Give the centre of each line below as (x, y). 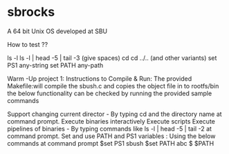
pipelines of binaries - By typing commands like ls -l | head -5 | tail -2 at (110, 128)
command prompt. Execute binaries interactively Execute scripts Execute (111, 121)
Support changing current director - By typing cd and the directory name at (115, 114)
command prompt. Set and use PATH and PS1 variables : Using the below (111, 136)
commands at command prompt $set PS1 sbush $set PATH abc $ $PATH (111, 143)
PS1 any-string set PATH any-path (55, 65)
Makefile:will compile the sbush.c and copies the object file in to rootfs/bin (113, 86)
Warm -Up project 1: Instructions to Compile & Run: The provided (100, 78)
